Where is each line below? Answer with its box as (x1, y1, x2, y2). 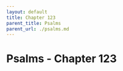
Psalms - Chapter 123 (6, 52, 117, 66)
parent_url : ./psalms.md (6, 25, 69, 32)
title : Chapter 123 (6, 15, 56, 21)
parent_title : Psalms (6, 20, 61, 26)
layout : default (6, 8, 47, 15)
